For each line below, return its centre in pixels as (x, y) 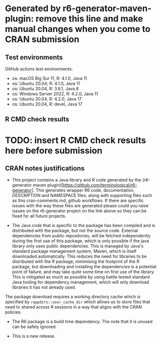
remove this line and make (89, 19)
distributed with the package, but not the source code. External (75, 230)
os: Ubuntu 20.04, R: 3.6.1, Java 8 (45, 89)
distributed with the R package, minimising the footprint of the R (76, 261)
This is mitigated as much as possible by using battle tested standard (81, 277)
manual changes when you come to (78, 29)
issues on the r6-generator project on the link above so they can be (79, 211)
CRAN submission (42, 40)
